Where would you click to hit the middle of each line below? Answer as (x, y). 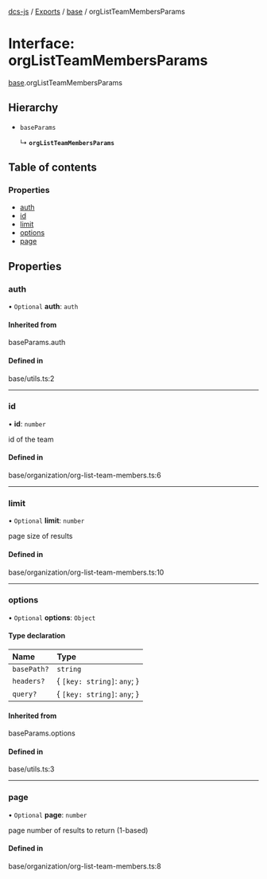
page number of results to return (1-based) (78, 830)
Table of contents (52, 168)
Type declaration (37, 636)
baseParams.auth (37, 343)
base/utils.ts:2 (31, 379)
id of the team (31, 439)
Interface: (42, 44)
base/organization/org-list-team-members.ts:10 (86, 572)
